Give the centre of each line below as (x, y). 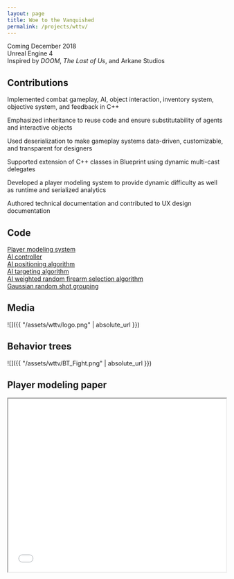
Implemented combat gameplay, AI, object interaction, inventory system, (111, 100)
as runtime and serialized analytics (57, 190)
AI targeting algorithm (38, 271)
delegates (21, 169)
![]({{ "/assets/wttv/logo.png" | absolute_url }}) (73, 325)
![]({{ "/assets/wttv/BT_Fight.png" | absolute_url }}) (80, 363)
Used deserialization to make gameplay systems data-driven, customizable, (115, 141)
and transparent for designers (50, 148)
